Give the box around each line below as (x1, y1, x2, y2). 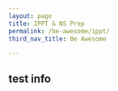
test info (8, 71, 51, 85)
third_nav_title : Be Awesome (8, 34, 107, 43)
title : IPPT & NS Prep (8, 19, 85, 28)
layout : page (8, 11, 53, 20)
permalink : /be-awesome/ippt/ (8, 27, 111, 35)
